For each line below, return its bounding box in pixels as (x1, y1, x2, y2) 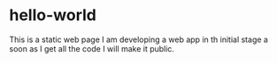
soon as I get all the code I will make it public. (9, 43, 175, 53)
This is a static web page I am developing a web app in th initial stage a (9, 34, 268, 45)
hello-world (9, 5, 97, 25)
